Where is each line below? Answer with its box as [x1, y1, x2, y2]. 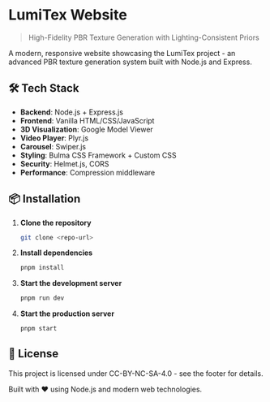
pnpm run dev [19, 294, 65, 302]
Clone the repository [19, 218, 92, 227]
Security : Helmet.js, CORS [19, 158, 109, 168]
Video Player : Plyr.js [19, 132, 89, 143]
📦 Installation [8, 192, 81, 206]
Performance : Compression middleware [19, 167, 156, 177]
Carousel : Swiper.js [19, 141, 87, 151]
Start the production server [19, 309, 115, 318]
